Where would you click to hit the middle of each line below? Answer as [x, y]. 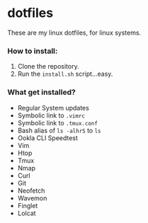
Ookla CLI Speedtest [47, 138]
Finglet [28, 205]
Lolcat [27, 213]
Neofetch [31, 190]
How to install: [33, 51]
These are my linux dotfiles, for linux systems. [74, 33]
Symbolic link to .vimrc [51, 115]
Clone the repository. [48, 67]
